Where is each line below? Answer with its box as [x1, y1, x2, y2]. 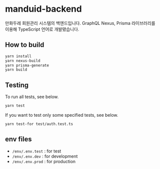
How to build [5, 41, 45, 49]
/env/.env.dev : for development [12, 153, 78, 159]
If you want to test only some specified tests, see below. [5, 112, 118, 118]
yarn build [5, 67, 27, 72]
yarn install [5, 54, 32, 59]
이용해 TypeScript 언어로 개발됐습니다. [5, 26, 80, 32]
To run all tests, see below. [5, 94, 59, 100]
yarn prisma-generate [5, 63, 49, 68]
